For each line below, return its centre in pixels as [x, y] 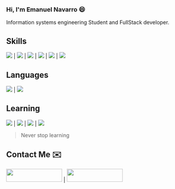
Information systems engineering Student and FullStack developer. [88, 23]
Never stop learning [45, 135]
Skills [16, 41]
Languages [27, 75]
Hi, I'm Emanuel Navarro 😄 [46, 10]
